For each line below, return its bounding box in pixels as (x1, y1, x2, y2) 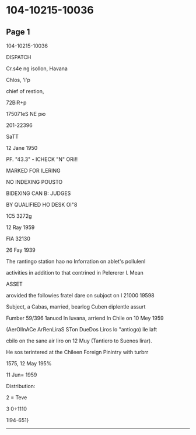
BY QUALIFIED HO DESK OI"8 (6, 201, 78, 208)
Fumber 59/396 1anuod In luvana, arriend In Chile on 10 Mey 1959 (6, 314, 164, 321)
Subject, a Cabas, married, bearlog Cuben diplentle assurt (6, 303, 146, 310)
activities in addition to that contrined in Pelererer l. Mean (6, 269, 144, 276)
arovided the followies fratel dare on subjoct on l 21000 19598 (6, 292, 155, 299)
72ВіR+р (6, 99, 27, 106)
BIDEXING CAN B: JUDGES (6, 190, 71, 197)
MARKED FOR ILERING (6, 167, 61, 174)
